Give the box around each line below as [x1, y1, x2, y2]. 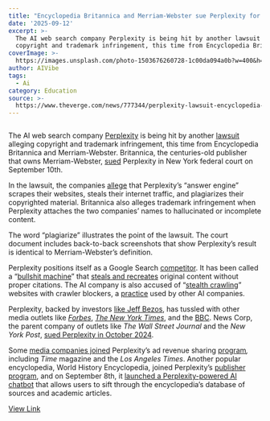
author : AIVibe [8, 64, 59, 72]
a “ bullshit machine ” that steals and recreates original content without [8, 271, 239, 282]
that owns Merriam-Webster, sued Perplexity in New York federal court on [8, 156, 253, 166]
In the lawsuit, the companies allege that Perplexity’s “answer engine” [8, 180, 239, 190]
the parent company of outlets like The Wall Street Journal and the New [8, 321, 246, 331]
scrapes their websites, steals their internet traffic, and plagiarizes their [8, 189, 244, 199]
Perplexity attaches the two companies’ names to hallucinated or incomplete [8, 206, 262, 216]
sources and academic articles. [8, 388, 112, 398]
